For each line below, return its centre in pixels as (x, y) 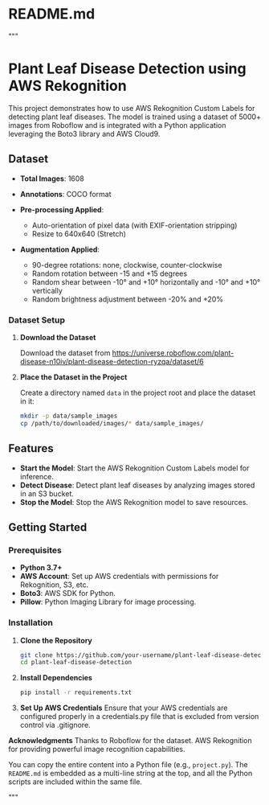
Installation (31, 622)
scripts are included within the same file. (75, 782)
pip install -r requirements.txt (76, 692)
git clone (37, 655)
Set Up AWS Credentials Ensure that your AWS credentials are (124, 708)
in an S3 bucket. (47, 493)
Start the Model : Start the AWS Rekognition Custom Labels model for (134, 468)
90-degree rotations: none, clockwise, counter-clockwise (127, 265)
